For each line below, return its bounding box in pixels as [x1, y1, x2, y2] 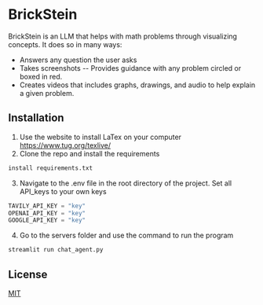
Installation [8, 112, 64, 125]
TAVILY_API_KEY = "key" [8, 202, 86, 210]
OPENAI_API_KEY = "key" [8, 209, 86, 217]
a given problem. [19, 88, 75, 97]
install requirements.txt [8, 164, 93, 172]
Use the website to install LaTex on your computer [19, 132, 182, 141]
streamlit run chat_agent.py [8, 246, 104, 254]
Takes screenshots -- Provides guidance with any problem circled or [19, 63, 242, 72]
